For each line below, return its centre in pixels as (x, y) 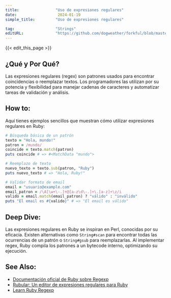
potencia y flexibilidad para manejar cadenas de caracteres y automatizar (82, 87)
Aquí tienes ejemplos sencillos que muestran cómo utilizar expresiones (80, 121)
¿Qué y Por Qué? (32, 64)
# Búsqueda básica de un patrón (39, 136)
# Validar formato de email (35, 182)
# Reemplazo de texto (28, 164)
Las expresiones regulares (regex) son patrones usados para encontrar (80, 76)
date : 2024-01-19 (43, 15)
